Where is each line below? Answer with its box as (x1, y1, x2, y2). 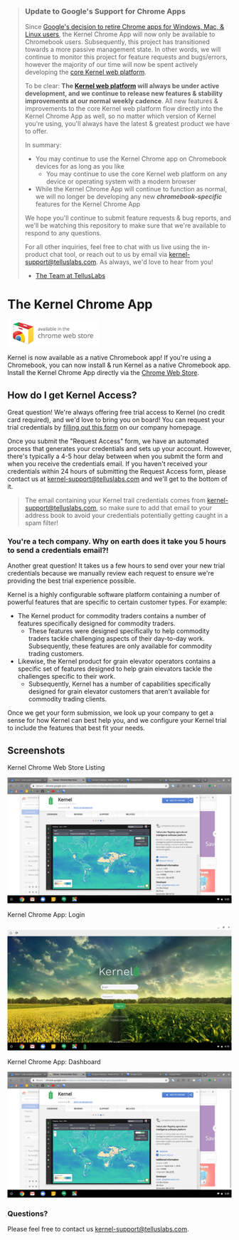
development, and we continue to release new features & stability (24, 89, 223, 98)
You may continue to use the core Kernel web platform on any (46, 170, 228, 179)
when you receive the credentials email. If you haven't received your (7, 460, 208, 468)
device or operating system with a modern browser (46, 177, 196, 186)
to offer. (24, 127, 48, 136)
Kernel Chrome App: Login (7, 911, 85, 919)
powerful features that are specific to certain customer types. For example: (7, 598, 228, 607)
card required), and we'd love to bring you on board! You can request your (7, 415, 225, 424)
